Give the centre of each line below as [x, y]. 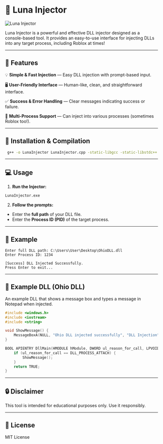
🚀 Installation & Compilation [48, 141]
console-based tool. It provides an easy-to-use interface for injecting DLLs [80, 38]
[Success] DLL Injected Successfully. [44, 263]
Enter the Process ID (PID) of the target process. [61, 220]
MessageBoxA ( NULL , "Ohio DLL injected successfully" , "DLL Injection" [87, 335]
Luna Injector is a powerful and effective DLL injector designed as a [73, 33]
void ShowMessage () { [27, 331]
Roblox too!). [18, 121]
